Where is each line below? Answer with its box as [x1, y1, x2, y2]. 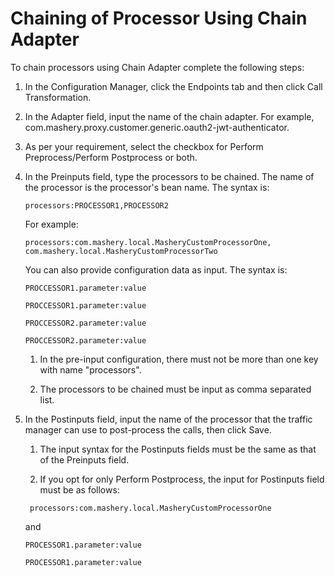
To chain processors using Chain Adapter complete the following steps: [10, 61, 305, 73]
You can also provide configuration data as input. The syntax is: [24, 263, 288, 276]
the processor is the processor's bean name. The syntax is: [24, 181, 270, 193]
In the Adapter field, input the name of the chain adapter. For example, [24, 110, 315, 122]
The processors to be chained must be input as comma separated [39, 383, 312, 395]
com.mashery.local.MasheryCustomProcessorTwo [24, 246, 218, 256]
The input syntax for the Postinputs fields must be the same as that [39, 443, 317, 455]
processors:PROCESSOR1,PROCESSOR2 [24, 200, 169, 211]
